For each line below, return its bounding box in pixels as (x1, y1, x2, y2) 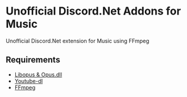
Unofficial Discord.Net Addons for (5, 4, 181, 18)
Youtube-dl (14, 77, 43, 84)
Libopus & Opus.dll (14, 71, 62, 78)
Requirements (5, 55, 60, 65)
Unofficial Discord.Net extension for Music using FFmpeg (5, 37, 150, 44)
